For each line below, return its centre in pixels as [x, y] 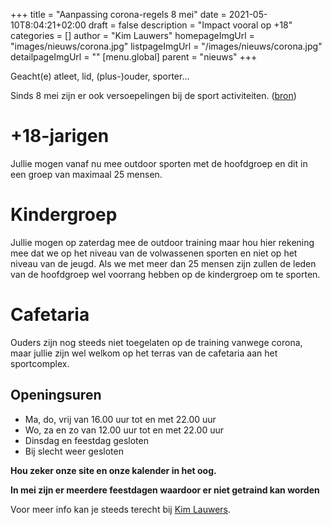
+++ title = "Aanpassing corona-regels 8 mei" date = [118, 14]
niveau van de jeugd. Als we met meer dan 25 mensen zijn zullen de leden [163, 263]
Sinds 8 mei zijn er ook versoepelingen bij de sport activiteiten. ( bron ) [153, 95]
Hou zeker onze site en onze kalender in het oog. [113, 470]
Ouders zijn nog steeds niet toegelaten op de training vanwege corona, [156, 342]
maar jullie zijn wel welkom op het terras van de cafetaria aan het [144, 353]
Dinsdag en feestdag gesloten [86, 440]
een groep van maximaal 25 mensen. [86, 174]
